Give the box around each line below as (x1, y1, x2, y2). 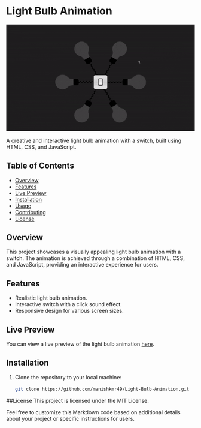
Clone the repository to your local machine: (14, 373, 121, 381)
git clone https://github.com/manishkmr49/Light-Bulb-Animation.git (14, 386, 190, 392)
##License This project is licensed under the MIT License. (6, 397, 150, 404)
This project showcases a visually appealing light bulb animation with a (6, 248, 181, 256)
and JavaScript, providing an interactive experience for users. (6, 261, 159, 268)
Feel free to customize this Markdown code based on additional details (6, 408, 181, 415)
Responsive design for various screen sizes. (14, 307, 124, 315)
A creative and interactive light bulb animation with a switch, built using (6, 137, 181, 144)
